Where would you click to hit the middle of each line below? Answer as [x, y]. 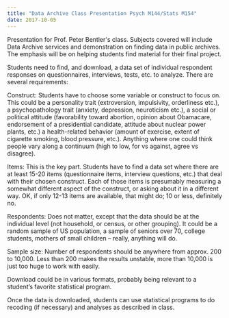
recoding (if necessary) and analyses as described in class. [91, 307]
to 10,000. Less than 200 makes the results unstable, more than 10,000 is [110, 258]
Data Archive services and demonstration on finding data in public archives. [114, 47]
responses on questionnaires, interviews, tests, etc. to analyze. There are [110, 74]
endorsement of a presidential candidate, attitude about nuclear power [107, 124]
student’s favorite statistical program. [59, 286]
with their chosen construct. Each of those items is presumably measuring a [114, 181]
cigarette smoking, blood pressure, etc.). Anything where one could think [110, 138]
